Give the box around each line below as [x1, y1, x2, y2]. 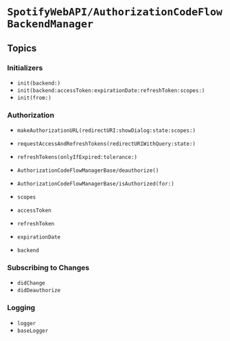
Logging [7, 303, 36, 313]
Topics [7, 42, 37, 54]
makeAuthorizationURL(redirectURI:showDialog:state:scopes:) [16, 127, 196, 134]
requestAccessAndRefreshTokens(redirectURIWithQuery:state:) [16, 140, 196, 148]
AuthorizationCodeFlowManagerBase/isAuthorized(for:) [16, 181, 174, 188]
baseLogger [16, 327, 49, 334]
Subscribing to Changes [7, 263, 90, 273]
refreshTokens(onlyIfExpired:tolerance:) [16, 154, 137, 161]
